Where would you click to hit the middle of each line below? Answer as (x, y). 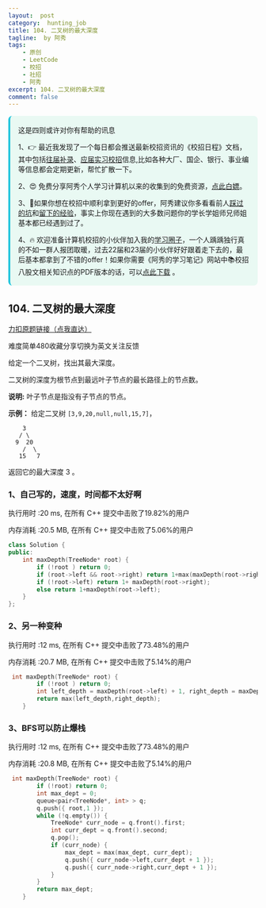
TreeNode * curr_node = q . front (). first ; (118, 823)
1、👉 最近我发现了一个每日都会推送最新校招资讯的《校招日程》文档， (133, 147)
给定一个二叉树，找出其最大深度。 (64, 363)
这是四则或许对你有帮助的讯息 (67, 130)
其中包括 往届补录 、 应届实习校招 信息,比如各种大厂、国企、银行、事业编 (134, 160)
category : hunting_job (47, 23)
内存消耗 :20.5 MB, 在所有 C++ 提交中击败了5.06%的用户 (101, 530)
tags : (17, 45)
